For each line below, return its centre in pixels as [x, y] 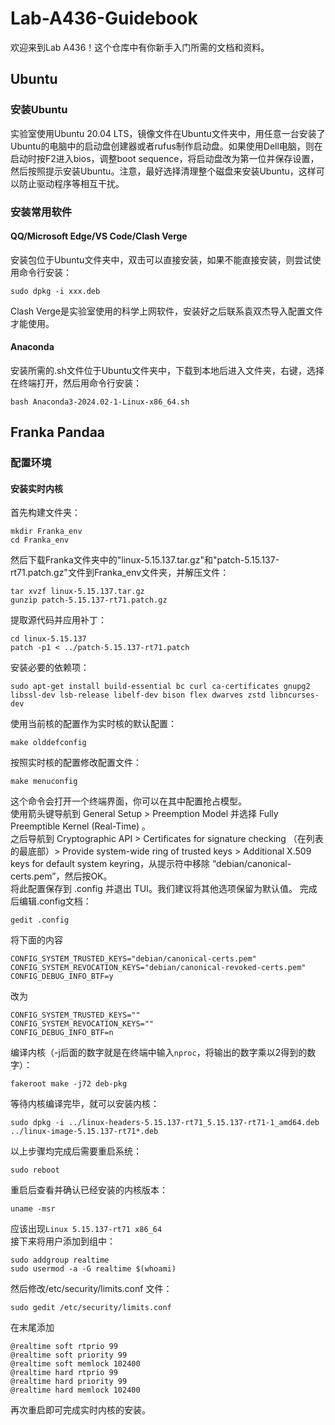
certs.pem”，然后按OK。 [61, 876]
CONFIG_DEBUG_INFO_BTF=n [62, 1033]
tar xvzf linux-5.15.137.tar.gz [77, 592]
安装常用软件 [41, 212]
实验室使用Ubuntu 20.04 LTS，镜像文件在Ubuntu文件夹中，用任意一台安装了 [168, 133]
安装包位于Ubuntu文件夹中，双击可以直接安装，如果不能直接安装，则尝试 [161, 259]
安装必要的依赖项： [50, 668]
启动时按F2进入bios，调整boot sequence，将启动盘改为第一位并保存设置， [165, 158]
